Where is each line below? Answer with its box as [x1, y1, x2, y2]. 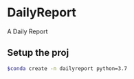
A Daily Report [7, 27, 48, 35]
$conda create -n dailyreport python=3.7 [7, 65, 128, 72]
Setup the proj [7, 47, 69, 59]
